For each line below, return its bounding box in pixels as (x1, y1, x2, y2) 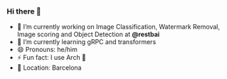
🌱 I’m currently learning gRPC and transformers (16, 38, 157, 46)
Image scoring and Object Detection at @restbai (16, 30, 160, 38)
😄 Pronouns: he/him (16, 46, 78, 54)
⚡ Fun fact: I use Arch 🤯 (16, 53, 87, 62)
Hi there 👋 (6, 6, 42, 16)
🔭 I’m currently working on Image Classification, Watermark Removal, (16, 23, 220, 31)
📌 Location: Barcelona (16, 63, 82, 72)
